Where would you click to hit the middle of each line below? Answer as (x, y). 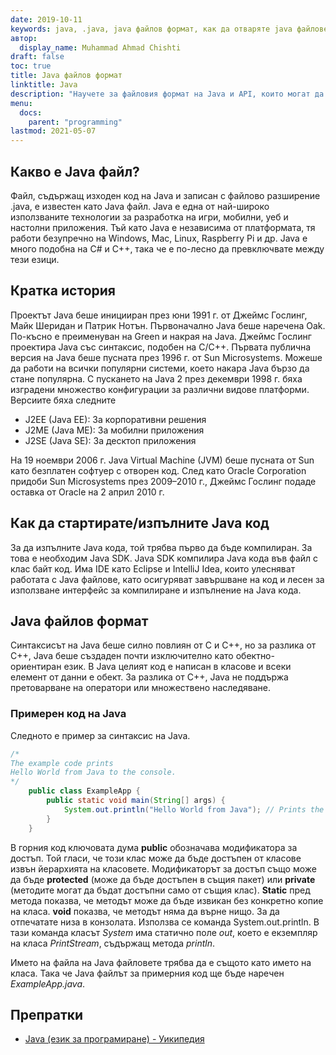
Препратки (47, 1014)
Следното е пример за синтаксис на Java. (100, 735)
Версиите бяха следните (63, 400)
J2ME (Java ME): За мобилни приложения (114, 430)
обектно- (255, 656)
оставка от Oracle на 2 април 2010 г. (87, 492)
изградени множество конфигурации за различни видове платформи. (160, 389)
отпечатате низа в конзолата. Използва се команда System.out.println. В (165, 922)
